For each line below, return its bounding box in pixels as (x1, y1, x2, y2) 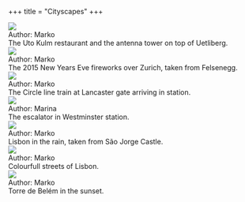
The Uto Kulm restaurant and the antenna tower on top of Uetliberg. (8, 39, 228, 47)
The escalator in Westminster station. (8, 112, 130, 122)
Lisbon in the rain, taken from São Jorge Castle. (8, 137, 164, 146)
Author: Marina (8, 104, 57, 113)
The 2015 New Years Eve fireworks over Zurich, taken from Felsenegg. (8, 63, 239, 72)
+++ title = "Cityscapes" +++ (8, 7, 104, 16)
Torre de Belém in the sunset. (8, 186, 104, 196)
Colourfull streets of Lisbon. (8, 162, 99, 170)
